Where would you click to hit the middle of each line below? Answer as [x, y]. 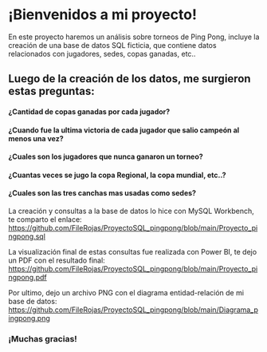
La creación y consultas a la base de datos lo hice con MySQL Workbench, [131, 211]
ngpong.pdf [28, 277]
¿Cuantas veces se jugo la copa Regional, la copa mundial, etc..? [117, 175]
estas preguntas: [51, 91]
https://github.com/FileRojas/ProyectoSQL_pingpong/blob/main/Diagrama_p [133, 310]
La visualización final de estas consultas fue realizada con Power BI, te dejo [133, 251]
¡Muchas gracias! [43, 338]
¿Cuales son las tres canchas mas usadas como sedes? [102, 193]
